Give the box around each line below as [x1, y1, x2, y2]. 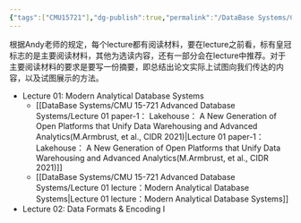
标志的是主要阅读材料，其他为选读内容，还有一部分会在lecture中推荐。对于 [9, 50, 287, 61]
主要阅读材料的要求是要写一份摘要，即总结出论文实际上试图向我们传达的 [9, 61, 276, 72]
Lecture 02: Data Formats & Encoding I [21, 203, 166, 214]
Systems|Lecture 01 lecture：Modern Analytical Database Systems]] [35, 193, 289, 204]
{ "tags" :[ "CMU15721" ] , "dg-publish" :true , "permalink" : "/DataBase [9, 13, 254, 22]
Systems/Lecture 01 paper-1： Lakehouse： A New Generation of [35, 110, 278, 121]
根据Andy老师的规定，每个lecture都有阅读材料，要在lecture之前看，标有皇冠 [9, 39, 292, 49]
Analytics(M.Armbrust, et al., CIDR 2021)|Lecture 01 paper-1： [35, 131, 264, 142]
